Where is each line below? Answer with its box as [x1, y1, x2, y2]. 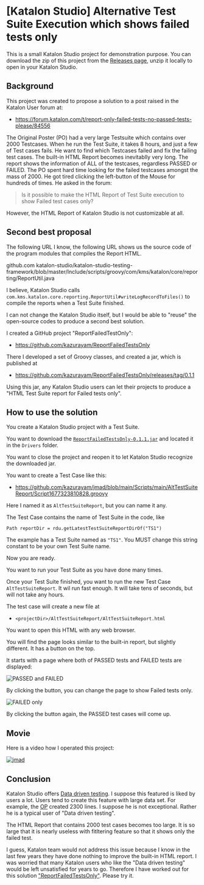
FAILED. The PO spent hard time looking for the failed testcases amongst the [6, 166, 199, 173]
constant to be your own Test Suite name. [6, 543, 111, 550]
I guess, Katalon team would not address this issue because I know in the [6, 846, 191, 853]
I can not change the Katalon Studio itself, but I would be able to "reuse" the [6, 311, 197, 318]
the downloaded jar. [6, 460, 57, 467]
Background [6, 81, 54, 91]
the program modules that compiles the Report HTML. [6, 249, 142, 257]
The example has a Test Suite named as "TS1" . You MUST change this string [6, 536, 198, 543]
